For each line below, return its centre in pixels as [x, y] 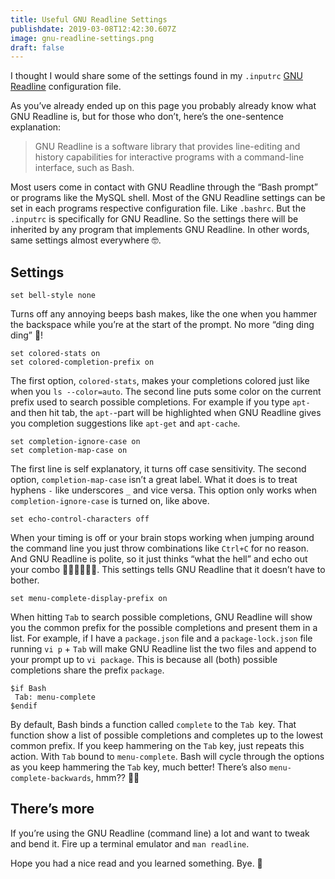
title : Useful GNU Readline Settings [89, 19]
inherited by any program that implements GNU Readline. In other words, [160, 230]
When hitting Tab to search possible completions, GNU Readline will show [161, 617]
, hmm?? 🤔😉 [115, 778]
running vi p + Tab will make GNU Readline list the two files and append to [163, 649]
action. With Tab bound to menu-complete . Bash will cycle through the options [167, 757]
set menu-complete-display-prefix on [89, 599]
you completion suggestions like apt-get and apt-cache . [125, 423]
